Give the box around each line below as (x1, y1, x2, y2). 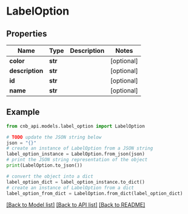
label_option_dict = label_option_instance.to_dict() (6, 179, 146, 185)
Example (6, 107, 40, 117)
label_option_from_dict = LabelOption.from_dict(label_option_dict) (6, 190, 183, 196)
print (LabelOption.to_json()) (6, 162, 83, 168)
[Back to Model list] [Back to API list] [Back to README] (6, 201, 146, 209)
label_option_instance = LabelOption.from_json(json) (6, 151, 146, 157)
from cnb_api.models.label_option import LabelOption (6, 123, 146, 129)
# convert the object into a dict (6, 173, 94, 179)
